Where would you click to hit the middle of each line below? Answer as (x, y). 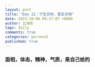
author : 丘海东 (19, 23)
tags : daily (17, 28)
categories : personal (27, 37)
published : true (21, 42)
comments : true (20, 32)
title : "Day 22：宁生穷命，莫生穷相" (40, 14)
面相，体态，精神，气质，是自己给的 (47, 59)
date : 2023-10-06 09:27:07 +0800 (39, 19)
